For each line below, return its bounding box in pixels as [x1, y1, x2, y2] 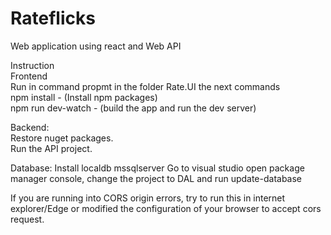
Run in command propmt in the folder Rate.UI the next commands [10, 80, 281, 92]
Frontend [10, 70, 48, 82]
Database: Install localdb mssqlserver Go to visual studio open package [10, 162, 305, 174]
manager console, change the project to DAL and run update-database [10, 172, 303, 184]
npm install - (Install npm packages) [10, 91, 158, 103]
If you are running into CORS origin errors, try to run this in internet [10, 192, 286, 204]
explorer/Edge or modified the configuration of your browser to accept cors [10, 202, 322, 214]
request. [10, 213, 45, 225]
